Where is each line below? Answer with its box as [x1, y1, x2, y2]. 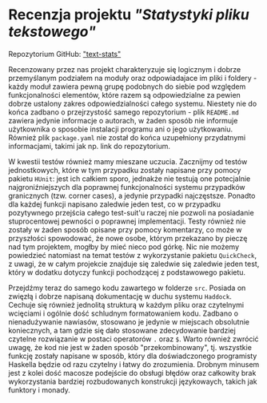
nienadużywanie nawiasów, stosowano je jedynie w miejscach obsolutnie [8, 316, 250, 326]
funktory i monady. [8, 385, 70, 394]
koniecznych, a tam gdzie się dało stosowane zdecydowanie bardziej [8, 325, 236, 335]
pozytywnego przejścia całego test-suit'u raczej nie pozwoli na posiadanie [8, 208, 254, 217]
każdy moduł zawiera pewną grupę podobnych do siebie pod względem [8, 82, 246, 91]
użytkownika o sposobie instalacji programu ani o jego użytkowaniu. [8, 124, 233, 134]
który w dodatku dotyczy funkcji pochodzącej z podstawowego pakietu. [8, 267, 246, 277]
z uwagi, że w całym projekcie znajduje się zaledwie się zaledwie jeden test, [8, 259, 260, 268]
